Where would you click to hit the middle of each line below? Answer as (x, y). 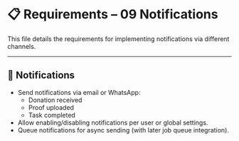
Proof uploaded (51, 107)
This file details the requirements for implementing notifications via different (118, 39)
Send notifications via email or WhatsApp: (79, 92)
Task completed (52, 115)
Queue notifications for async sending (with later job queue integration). (123, 130)
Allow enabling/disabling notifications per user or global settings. (113, 123)
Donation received (55, 100)
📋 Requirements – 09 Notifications (113, 15)
